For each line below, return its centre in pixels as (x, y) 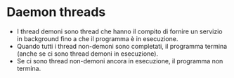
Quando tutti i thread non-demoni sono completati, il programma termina (122, 46)
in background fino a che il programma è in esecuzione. (97, 38)
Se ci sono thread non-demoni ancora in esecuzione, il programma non (120, 61)
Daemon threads (56, 12)
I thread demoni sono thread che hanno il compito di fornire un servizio (119, 31)
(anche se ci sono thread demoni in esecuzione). (87, 54)
